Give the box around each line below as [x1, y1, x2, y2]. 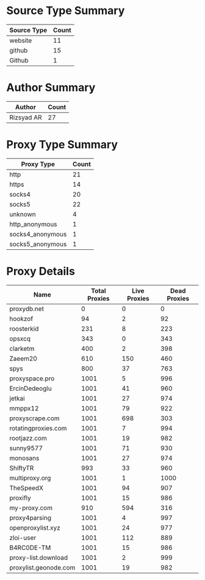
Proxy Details [6, 265, 75, 278]
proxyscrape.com [9, 414, 60, 423]
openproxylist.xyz [9, 523, 61, 532]
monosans [9, 454, 40, 462]
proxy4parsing [9, 513, 52, 522]
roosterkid [9, 324, 39, 333]
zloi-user [9, 533, 37, 542]
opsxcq [9, 334, 31, 343]
